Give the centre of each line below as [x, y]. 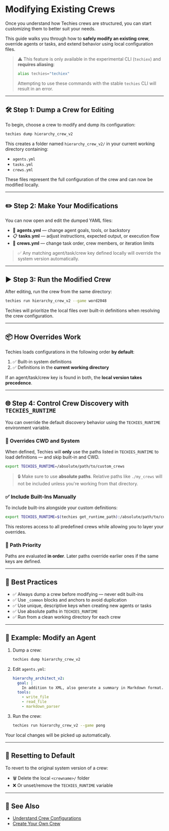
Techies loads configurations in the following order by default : [70, 352]
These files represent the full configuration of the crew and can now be [79, 179]
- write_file [35, 697]
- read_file [34, 702]
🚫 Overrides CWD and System [43, 441]
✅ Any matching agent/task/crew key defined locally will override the [89, 253]
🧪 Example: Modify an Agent [51, 638]
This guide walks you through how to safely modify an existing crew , [77, 38]
